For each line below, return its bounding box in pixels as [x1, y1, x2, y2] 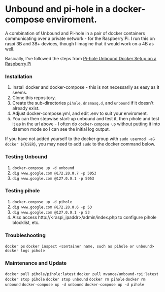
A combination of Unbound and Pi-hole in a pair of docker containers [5, 30, 145, 36]
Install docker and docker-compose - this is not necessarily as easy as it [12, 84, 160, 90]
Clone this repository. [12, 95, 56, 101]
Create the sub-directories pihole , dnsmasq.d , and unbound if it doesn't [12, 100, 154, 106]
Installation [5, 73, 33, 80]
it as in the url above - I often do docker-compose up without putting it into [12, 121, 160, 127]
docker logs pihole [5, 248, 45, 254]
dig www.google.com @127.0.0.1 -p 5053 [12, 176, 95, 181]
